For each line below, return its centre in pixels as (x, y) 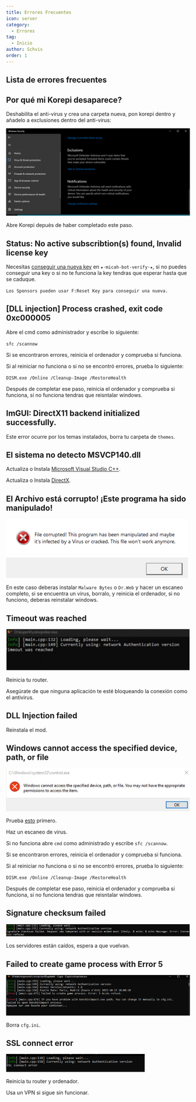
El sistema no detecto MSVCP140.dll (73, 455)
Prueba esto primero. (32, 820)
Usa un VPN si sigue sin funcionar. (48, 1093)
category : (18, 25)
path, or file (27, 757)
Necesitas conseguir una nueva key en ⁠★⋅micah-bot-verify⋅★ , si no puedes (96, 267)
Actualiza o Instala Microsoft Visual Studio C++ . (63, 469)
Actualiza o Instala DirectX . (38, 480)
